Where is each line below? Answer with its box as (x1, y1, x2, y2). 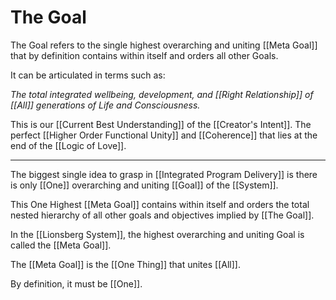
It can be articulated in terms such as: (10, 69, 166, 81)
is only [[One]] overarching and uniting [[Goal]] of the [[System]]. (10, 179, 279, 191)
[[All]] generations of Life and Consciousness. (10, 99, 201, 111)
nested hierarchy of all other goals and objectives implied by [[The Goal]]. (10, 209, 315, 221)
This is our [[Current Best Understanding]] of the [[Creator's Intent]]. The (10, 118, 312, 130)
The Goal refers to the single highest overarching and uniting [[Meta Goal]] (10, 39, 318, 51)
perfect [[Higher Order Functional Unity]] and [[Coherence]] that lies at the (10, 129, 318, 141)
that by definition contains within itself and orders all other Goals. (10, 49, 279, 61)
